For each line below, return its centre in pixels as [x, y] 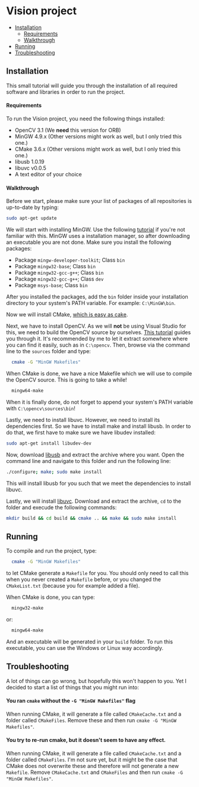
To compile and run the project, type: [51, 551]
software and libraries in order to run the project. [66, 92]
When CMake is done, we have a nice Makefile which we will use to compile [99, 373]
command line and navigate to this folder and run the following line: [89, 461]
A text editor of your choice [48, 174]
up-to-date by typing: [33, 207]
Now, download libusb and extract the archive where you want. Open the [95, 455]
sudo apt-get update [32, 218]
